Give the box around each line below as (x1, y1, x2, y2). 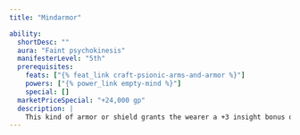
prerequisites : (17, 63, 74, 72)
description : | (17, 104, 74, 113)
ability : (9, 29, 42, 38)
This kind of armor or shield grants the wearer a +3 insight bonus (25, 113, 286, 122)
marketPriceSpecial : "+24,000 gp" (17, 96, 146, 105)
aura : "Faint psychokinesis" (17, 46, 126, 55)
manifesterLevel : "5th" (17, 55, 105, 63)
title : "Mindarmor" (9, 13, 82, 22)
